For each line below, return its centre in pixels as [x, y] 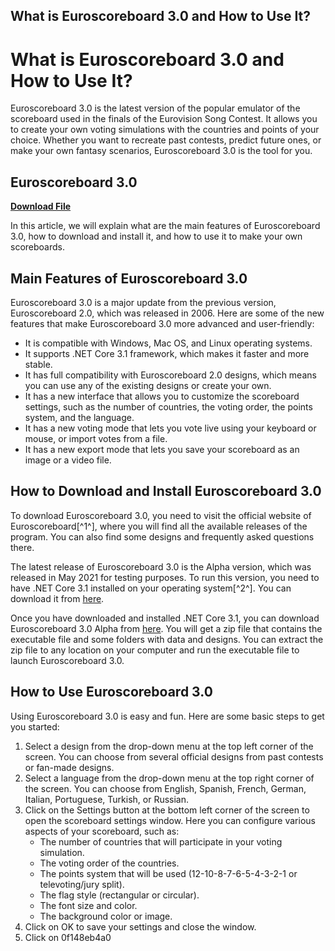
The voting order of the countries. [109, 863]
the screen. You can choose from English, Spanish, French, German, [165, 788]
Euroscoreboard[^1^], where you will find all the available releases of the [159, 526]
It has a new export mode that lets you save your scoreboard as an [162, 449]
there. [22, 547]
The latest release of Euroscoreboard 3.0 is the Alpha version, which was [161, 566]
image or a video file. [68, 460]
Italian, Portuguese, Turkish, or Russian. [107, 799]
